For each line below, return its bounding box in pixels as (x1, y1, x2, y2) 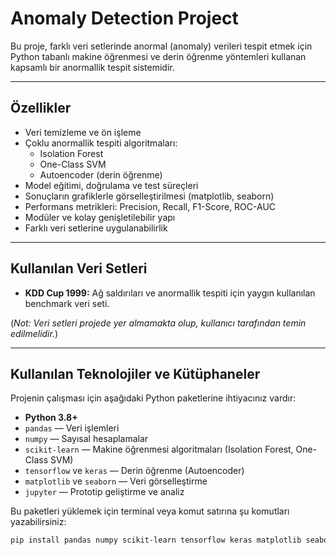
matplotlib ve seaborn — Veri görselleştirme (24, 475, 208, 487)
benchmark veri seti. (24, 297, 110, 309)
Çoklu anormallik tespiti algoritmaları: (24, 137, 178, 149)
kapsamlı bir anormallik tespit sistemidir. (10, 61, 175, 73)
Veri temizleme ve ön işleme (24, 126, 142, 138)
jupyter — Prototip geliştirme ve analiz (24, 486, 185, 498)
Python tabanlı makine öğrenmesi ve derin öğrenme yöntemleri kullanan (10, 50, 307, 62)
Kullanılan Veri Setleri (10, 260, 148, 277)
